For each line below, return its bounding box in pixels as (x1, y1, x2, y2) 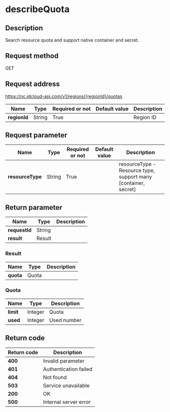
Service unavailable (42, 382, 90, 389)
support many (118, 173, 152, 180)
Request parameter (5, 131, 67, 140)
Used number (49, 316, 82, 324)
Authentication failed (42, 365, 93, 373)
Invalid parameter (42, 357, 85, 364)
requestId (8, 226, 32, 234)
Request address (5, 80, 60, 88)
